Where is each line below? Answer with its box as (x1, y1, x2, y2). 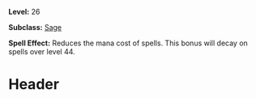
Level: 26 (8, 7, 41, 16)
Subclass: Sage (8, 23, 62, 32)
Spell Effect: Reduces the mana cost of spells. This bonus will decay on (8, 38, 249, 48)
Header (8, 75, 59, 94)
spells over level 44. (8, 47, 75, 56)
